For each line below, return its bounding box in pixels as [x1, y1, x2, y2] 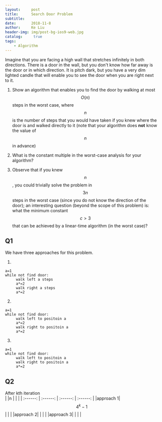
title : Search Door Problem [5, 12, 73, 17]
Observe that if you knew [12, 166, 63, 173]
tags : [5, 39, 16, 44]
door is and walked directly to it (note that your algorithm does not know [12, 122, 157, 128]
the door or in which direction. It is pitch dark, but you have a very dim [5, 67, 146, 73]
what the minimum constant [12, 207, 68, 213]
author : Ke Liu [5, 25, 45, 30]
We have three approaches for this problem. [5, 250, 93, 256]
